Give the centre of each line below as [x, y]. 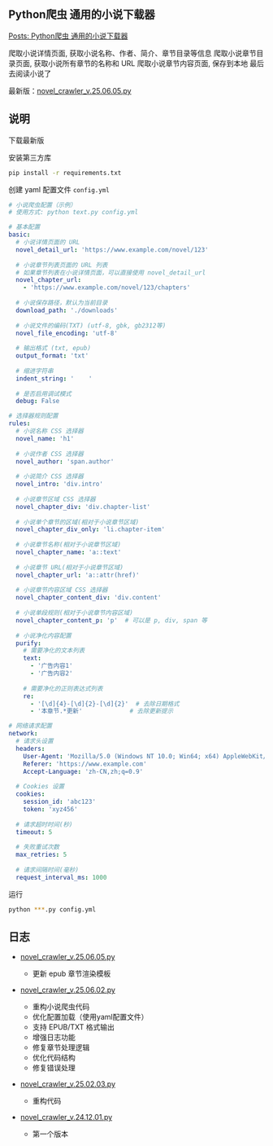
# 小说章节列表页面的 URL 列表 [62, 265]
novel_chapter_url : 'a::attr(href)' [78, 575]
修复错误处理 [54, 1068]
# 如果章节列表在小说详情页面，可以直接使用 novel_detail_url [111, 272]
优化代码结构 [54, 1058]
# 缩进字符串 [35, 371]
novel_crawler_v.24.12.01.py [66, 1117]
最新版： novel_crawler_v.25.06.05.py [70, 90]
